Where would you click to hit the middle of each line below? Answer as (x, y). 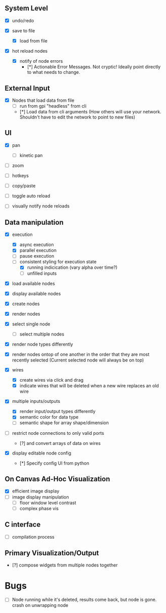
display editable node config (42, 453)
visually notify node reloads (41, 206)
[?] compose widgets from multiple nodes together (65, 565)
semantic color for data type (49, 417)
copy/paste (24, 186)
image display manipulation (40, 497)
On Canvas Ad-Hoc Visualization (58, 479)
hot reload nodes (30, 51)
